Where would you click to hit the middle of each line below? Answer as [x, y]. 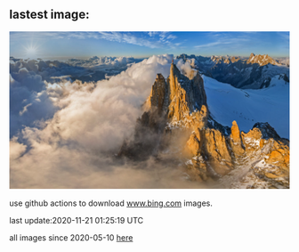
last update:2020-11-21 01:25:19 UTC [77, 221]
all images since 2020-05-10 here [71, 238]
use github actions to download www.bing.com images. [111, 203]
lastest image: [49, 15]
